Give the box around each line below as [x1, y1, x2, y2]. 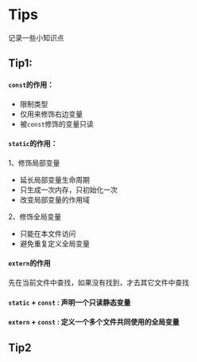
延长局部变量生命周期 [19, 175, 90, 184]
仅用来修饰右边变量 [19, 109, 83, 119]
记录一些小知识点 [8, 33, 64, 42]
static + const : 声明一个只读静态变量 [8, 297, 131, 307]
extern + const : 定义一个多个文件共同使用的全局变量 [8, 317, 180, 327]
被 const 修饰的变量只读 [19, 119, 94, 128]
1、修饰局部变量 [8, 158, 60, 167]
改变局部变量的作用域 [19, 195, 90, 204]
